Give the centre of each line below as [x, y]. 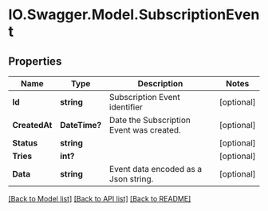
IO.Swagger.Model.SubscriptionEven [134, 15]
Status [25, 143]
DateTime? [81, 125]
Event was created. [145, 130]
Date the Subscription [150, 120]
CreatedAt [32, 125]
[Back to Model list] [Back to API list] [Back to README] [100, 199]
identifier [126, 107]
